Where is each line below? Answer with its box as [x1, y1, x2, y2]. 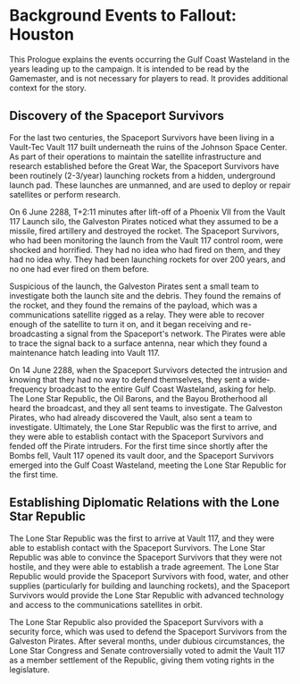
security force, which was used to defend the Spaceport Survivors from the [9, 626, 287, 637]
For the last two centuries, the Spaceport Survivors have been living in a [9, 131, 275, 143]
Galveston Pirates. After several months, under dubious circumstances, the [9, 636, 286, 646]
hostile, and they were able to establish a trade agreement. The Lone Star [9, 561, 279, 572]
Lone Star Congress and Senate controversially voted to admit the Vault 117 [9, 645, 286, 655]
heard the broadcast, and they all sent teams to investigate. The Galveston [9, 402, 283, 413]
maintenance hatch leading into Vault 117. [9, 347, 161, 358]
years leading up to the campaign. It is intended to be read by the [9, 63, 250, 74]
